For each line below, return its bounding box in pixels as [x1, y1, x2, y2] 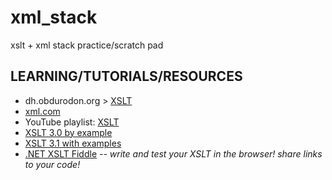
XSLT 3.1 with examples [24, 137, 122, 149]
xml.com [24, 105, 61, 117]
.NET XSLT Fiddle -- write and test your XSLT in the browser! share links [24, 147, 323, 160]
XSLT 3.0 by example [24, 126, 113, 138]
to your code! [24, 158, 81, 170]
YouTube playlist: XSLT [24, 116, 120, 128]
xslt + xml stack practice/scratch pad [10, 39, 164, 51]
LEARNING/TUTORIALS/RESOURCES [10, 68, 243, 85]
